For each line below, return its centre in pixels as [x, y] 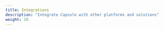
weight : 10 [17, 19]
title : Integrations [27, 10]
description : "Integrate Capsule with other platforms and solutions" [82, 15]
